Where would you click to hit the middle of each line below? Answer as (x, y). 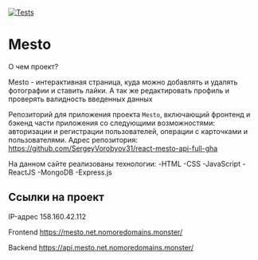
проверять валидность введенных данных (80, 99)
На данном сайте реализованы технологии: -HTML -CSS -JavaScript (125, 163)
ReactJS (22, 172)
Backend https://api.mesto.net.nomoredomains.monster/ (101, 247)
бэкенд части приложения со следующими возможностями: (111, 123)
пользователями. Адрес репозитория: (73, 140)
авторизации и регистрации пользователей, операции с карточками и (128, 131)
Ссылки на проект (57, 197)
